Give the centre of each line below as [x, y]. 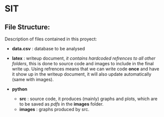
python [20, 89]
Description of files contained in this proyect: [51, 39]
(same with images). [33, 79]
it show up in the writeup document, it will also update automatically [82, 74]
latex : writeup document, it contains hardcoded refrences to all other [83, 58]
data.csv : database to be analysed [48, 49]
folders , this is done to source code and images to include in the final [83, 63]
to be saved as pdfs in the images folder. [61, 104]
